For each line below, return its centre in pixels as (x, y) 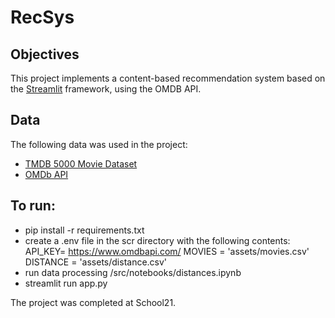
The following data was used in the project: (99, 144)
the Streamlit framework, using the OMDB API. (106, 89)
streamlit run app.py (66, 283)
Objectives (45, 54)
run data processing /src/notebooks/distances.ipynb (133, 272)
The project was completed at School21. (93, 302)
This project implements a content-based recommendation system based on (168, 78)
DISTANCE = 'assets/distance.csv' (96, 262)
